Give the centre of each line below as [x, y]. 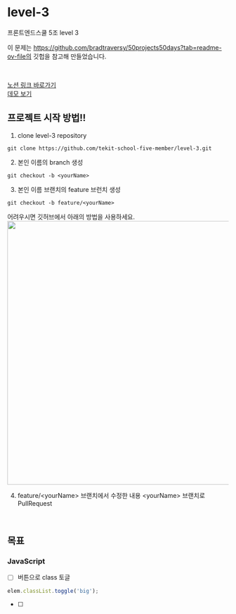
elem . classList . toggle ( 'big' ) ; [53, 591]
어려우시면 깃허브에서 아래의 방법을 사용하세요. [71, 217]
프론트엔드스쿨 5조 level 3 [43, 32]
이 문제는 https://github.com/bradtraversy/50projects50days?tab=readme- [115, 47]
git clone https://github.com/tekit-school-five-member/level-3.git [110, 148]
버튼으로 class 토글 [44, 577]
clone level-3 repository [52, 135]
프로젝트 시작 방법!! [47, 118]
